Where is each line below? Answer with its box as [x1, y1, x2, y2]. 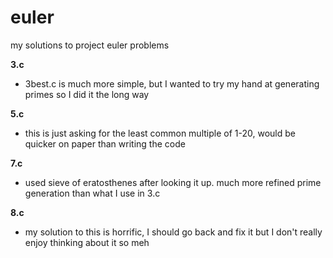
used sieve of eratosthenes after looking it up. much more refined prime [24, 176, 322, 188]
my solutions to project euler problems [10, 39, 170, 51]
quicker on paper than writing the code [24, 137, 186, 150]
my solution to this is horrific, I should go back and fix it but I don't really [24, 226, 323, 238]
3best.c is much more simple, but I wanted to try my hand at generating [24, 77, 320, 90]
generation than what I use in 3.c [24, 187, 161, 199]
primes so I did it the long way [24, 88, 150, 100]
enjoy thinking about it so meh [24, 236, 150, 248]
